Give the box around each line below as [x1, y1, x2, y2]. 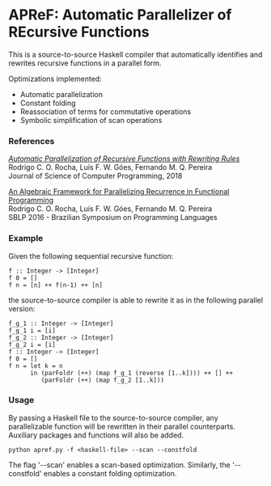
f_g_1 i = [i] [8, 326, 57, 335]
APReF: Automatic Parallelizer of [8, 6, 232, 24]
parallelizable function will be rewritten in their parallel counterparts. [8, 421, 236, 431]
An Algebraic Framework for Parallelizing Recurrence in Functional [8, 187, 230, 197]
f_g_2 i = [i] [8, 340, 57, 349]
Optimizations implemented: [8, 74, 103, 83]
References [8, 135, 55, 146]
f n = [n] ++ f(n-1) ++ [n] [8, 281, 104, 289]
